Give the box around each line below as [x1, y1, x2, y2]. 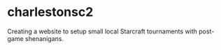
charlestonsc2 [7, 4, 94, 20]
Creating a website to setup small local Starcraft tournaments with [7, 27, 198, 35]
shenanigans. [24, 34, 64, 42]
